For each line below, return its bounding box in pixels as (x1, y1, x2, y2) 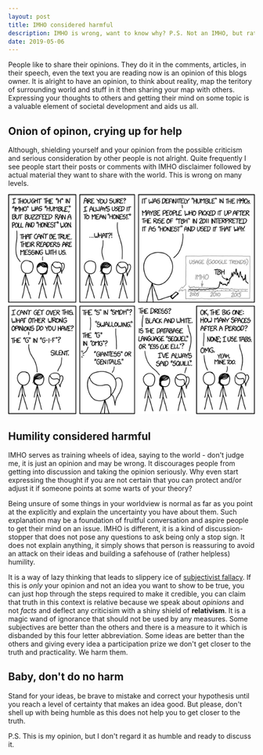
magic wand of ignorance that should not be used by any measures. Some (8, 614, 248, 623)
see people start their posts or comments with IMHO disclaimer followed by (8, 162, 252, 172)
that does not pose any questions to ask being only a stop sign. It (34, 532, 245, 542)
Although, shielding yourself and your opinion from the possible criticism (8, 145, 243, 155)
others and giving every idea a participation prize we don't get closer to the (8, 639, 251, 648)
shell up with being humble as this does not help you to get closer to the (8, 707, 241, 717)
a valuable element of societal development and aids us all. (8, 102, 199, 111)
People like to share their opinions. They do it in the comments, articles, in (8, 60, 247, 70)
